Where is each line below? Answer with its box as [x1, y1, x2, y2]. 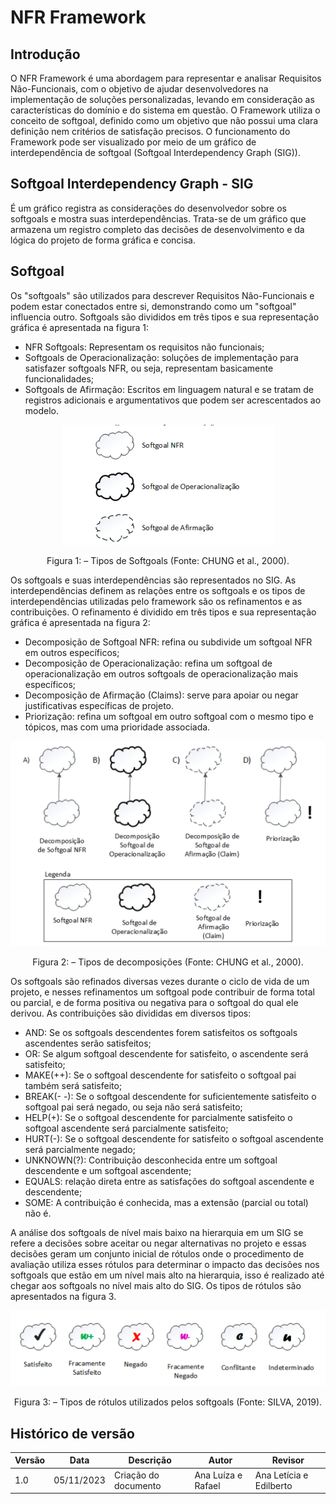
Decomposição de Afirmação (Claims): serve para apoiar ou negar [24, 689, 299, 701]
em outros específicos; [24, 646, 120, 658]
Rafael [194, 1479, 221, 1491]
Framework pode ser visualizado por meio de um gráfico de [10, 136, 257, 148]
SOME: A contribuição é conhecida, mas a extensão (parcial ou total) [24, 1197, 309, 1209]
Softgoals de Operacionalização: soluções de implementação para [24, 351, 299, 363]
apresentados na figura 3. [10, 1291, 117, 1303]
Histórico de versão [10, 1425, 135, 1442]
